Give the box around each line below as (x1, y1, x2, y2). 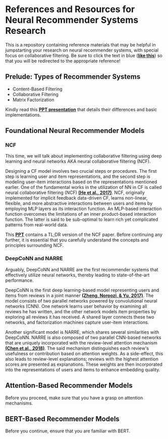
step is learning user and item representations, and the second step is (5, 173, 150, 180)
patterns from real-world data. (5, 222, 68, 228)
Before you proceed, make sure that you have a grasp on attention (5, 395, 143, 401)
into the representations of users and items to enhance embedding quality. (5, 366, 160, 372)
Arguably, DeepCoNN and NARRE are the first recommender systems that (5, 266, 158, 272)
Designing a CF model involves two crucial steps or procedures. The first (5, 168, 157, 174)
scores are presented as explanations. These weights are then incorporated (5, 361, 163, 367)
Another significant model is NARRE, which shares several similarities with (5, 329, 159, 335)
